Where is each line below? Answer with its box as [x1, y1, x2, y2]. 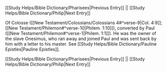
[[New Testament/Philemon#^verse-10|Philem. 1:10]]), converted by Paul [5, 25, 155, 31]
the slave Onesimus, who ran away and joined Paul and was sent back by [5, 35, 157, 41]
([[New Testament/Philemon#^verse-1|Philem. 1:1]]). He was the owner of [5, 30, 156, 36]
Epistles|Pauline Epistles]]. [5, 46, 60, 52]
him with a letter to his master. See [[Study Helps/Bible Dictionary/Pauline [5, 41, 157, 47]
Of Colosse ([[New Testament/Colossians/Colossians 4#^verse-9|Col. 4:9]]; [5, 20, 162, 25]
